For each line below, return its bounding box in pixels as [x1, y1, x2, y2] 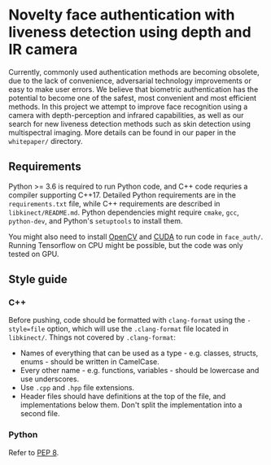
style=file [8, 325, 46, 334]
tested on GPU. [8, 249, 59, 259]
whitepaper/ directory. [8, 136, 83, 146]
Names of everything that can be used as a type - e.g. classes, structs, [20, 348, 259, 359]
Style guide [8, 272, 68, 286]
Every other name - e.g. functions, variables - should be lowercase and [20, 366, 260, 376]
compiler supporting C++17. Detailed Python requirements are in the [8, 189, 236, 200]
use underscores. [20, 374, 80, 384]
